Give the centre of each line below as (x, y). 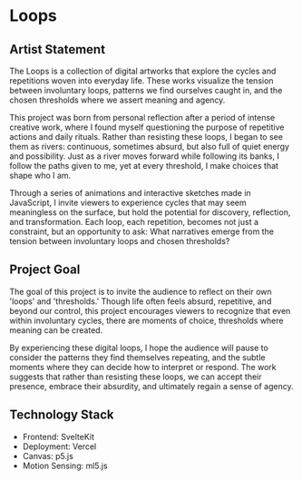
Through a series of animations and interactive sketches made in (130, 193)
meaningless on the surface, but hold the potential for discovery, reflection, (150, 212)
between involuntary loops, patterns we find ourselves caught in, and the (146, 90)
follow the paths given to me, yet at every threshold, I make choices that (144, 166)
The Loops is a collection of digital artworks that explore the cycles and (143, 71)
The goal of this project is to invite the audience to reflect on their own (141, 291)
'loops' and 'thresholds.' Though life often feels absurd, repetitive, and (141, 301)
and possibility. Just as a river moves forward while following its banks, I (144, 156)
